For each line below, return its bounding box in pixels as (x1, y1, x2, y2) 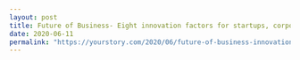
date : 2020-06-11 (9, 29, 74, 38)
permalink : (9, 37, 50, 47)
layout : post (9, 12, 58, 22)
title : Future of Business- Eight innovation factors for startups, (9, 21, 270, 30)
